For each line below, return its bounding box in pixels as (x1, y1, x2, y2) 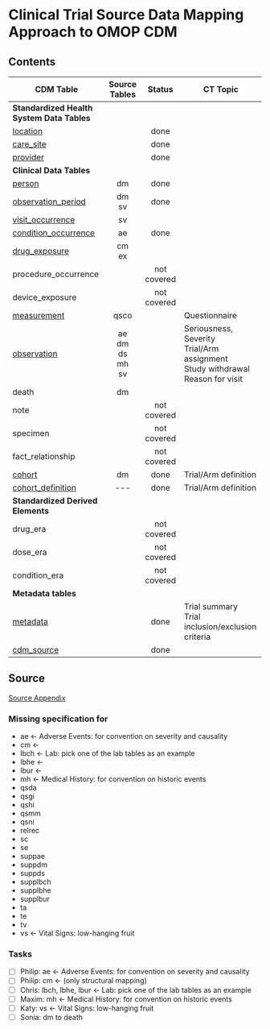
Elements (12, 505, 50, 517)
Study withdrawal (183, 363, 251, 374)
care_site (12, 139, 47, 150)
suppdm (19, 860, 48, 869)
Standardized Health (12, 102, 93, 114)
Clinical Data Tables (12, 165, 91, 176)
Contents (8, 55, 56, 68)
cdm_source (12, 645, 59, 655)
